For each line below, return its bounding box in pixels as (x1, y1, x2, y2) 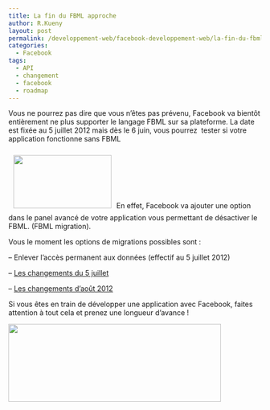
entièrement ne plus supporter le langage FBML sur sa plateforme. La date (8, 117, 255, 127)
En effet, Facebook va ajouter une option (116, 201, 252, 211)
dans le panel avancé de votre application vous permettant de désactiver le (8, 213, 258, 223)
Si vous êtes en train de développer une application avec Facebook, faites (8, 299, 253, 310)
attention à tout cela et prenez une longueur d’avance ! (8, 308, 190, 318)
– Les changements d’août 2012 (8, 284, 114, 293)
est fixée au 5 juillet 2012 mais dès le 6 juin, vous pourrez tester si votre (8, 125, 247, 135)
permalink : (8, 34, 45, 43)
